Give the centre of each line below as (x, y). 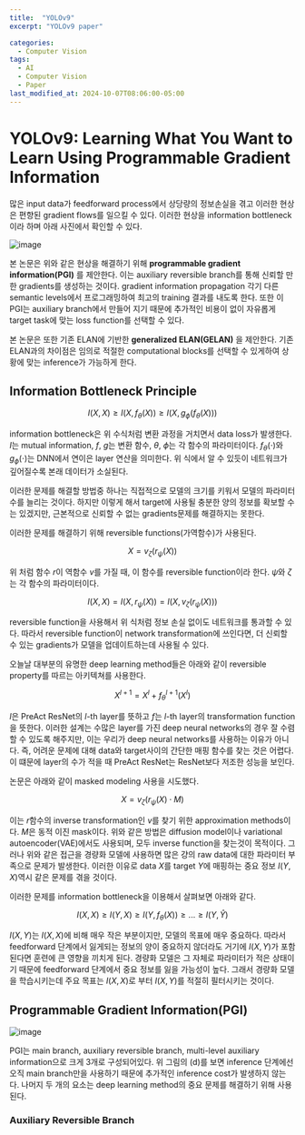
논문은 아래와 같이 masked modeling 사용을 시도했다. (104, 781)
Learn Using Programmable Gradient (150, 158)
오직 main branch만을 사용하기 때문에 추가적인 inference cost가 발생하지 (139, 1073)
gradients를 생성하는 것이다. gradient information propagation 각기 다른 (149, 286)
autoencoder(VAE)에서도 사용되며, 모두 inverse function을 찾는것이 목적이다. (148, 843)
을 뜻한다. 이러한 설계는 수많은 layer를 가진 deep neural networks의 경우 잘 (144, 728)
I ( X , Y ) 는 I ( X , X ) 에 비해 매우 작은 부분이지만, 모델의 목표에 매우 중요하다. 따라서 (148, 935)
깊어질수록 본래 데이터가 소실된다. (69, 471)
